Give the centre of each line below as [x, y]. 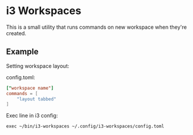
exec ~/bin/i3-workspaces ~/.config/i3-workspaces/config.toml [85, 126]
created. [16, 33]
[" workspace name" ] [30, 88]
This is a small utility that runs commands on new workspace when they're [96, 27]
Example [22, 52]
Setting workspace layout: [38, 66]
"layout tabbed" [37, 99]
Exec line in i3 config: [32, 116]
